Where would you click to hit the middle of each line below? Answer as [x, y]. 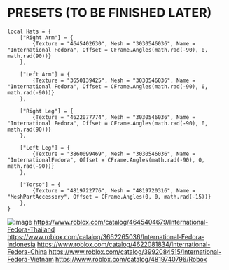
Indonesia [22, 244]
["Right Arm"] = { [47, 37]
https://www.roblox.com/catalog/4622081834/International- [124, 244]
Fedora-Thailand [31, 229]
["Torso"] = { [40, 184]
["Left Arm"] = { [45, 74]
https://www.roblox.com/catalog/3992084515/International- [135, 251]
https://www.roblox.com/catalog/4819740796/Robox [131, 259]
